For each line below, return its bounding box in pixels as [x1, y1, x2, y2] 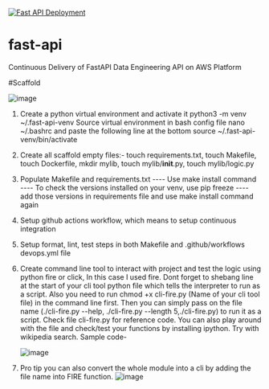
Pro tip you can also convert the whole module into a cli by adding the [19, 362, 251, 373]
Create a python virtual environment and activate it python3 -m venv [19, 109, 247, 118]
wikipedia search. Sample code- [19, 332, 127, 342]
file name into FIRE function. [19, 371, 114, 381]
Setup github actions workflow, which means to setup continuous [19, 215, 237, 225]
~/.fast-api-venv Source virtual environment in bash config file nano [19, 117, 245, 127]
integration [19, 223, 56, 233]
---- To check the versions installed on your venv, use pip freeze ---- [19, 182, 249, 192]
